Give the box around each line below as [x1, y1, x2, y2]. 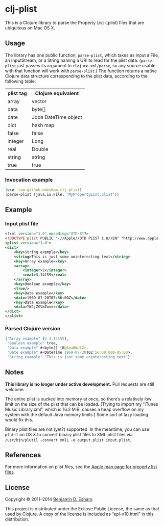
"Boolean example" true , [7, 341, 58, 346]
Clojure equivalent [35, 90, 79, 97]
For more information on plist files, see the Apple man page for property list [5, 464, 157, 470]
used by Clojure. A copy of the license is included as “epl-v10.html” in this [5, 511, 154, 517]
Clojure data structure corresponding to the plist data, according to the [5, 73, 148, 79]
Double [31, 146, 48, 153]
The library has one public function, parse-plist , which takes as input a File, [5, 52, 159, 58]
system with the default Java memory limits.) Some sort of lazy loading [5, 411, 148, 418]
